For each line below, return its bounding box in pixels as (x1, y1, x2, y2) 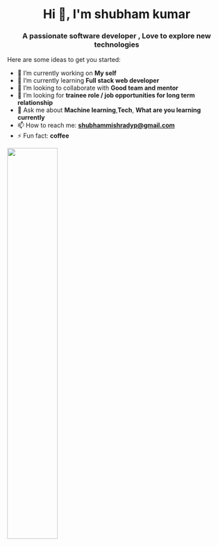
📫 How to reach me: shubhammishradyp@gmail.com (17, 121, 175, 129)
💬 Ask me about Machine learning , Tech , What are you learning (17, 106, 201, 114)
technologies (94, 40, 140, 49)
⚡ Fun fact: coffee (17, 131, 69, 140)
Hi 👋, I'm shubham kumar (42, 6, 191, 22)
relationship (17, 99, 53, 107)
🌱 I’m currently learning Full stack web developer (17, 77, 160, 85)
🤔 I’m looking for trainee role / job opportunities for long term (17, 91, 196, 99)
